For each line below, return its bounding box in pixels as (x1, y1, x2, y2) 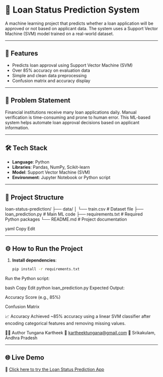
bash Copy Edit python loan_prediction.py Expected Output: (5, 285, 125, 291)
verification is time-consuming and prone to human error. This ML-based (5, 114, 151, 120)
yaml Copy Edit (5, 226, 35, 232)
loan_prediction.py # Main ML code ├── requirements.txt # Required (5, 211, 143, 217)
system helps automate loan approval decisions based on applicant (5, 119, 140, 125)
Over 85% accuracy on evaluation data (12, 67, 91, 73)
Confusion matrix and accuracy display (12, 78, 91, 83)
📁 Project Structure (5, 193, 64, 201)
